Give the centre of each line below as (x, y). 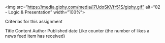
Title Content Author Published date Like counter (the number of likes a (77, 31)
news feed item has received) (35, 36)
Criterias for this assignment (34, 21)
